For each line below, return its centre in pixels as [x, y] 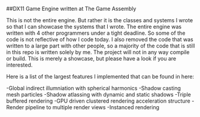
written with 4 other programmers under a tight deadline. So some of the [96, 33]
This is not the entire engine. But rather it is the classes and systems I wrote [100, 20]
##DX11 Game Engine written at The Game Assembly [71, 9]
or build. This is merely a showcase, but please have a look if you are [91, 58]
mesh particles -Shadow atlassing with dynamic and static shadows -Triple [99, 94]
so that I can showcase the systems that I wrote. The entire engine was [94, 27]
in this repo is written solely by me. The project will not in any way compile [98, 52]
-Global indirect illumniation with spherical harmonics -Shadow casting [94, 88]
